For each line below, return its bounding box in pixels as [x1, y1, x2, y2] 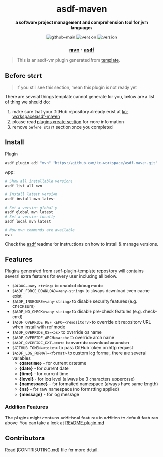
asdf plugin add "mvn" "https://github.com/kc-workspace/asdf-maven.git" [5, 160, 158, 165]
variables [12, 355, 31, 361]
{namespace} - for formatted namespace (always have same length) [19, 381, 158, 387]
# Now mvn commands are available [5, 228, 75, 232]
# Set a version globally [5, 206, 57, 210]
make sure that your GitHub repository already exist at [12, 109, 121, 114]
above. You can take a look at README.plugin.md [5, 420, 105, 426]
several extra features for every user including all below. [5, 273, 118, 279]
